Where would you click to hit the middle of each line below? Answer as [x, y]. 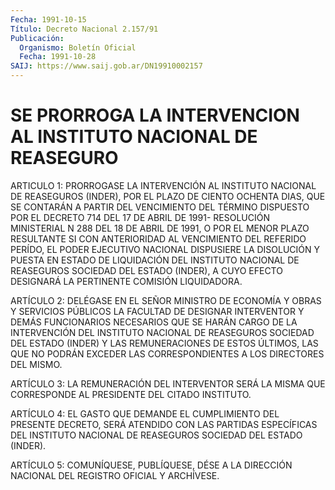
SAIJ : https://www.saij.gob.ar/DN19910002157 [106, 66]
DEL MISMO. [36, 364]
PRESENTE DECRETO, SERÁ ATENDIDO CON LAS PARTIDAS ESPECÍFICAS [164, 424]
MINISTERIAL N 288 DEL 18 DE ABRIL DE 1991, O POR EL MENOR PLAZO [160, 228]
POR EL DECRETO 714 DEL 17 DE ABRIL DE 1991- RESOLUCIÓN [140, 217]
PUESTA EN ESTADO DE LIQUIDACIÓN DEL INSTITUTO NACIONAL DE [155, 260]
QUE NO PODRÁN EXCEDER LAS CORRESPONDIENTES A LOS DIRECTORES [167, 353]
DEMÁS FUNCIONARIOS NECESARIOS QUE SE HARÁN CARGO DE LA [154, 322]
